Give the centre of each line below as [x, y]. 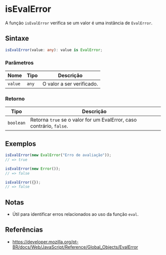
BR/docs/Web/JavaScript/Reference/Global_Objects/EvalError [75, 247]
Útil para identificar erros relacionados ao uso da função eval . [75, 214]
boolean [17, 123]
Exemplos [21, 144]
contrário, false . [49, 126]
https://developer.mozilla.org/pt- [45, 242]
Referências [24, 230]
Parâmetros [19, 63]
